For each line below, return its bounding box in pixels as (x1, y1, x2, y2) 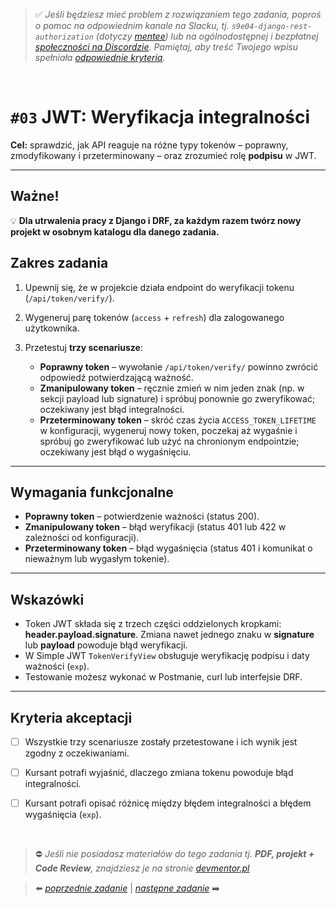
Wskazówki (10, 591, 85, 608)
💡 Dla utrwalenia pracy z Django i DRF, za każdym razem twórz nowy (10, 214, 302, 226)
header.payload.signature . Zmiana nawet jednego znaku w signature (24, 629, 315, 641)
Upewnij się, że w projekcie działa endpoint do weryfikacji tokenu (24, 281, 295, 293)
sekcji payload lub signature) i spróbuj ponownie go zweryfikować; (39, 392, 316, 404)
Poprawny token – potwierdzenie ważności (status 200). (24, 510, 260, 523)
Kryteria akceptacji (10, 709, 133, 726)
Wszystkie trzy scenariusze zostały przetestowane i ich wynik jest (24, 736, 298, 748)
